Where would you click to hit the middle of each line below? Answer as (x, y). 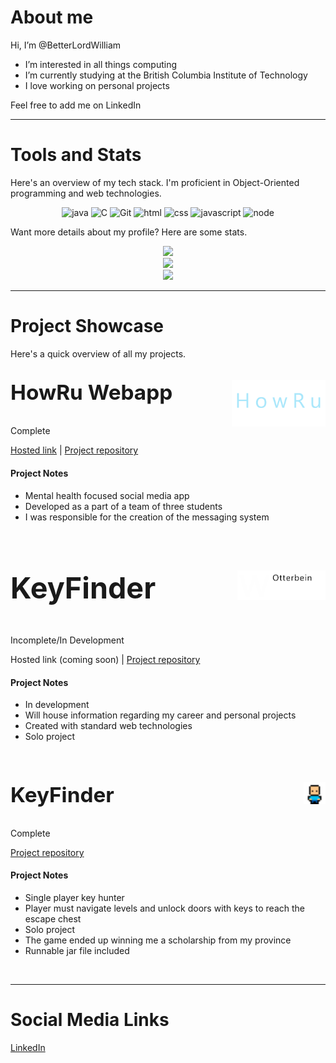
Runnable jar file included (77, 951)
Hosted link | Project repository (74, 450)
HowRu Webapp (91, 392)
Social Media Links (90, 1020)
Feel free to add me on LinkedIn (76, 105)
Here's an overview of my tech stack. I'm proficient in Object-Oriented (155, 182)
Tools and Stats (76, 155)
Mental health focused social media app (107, 495)
